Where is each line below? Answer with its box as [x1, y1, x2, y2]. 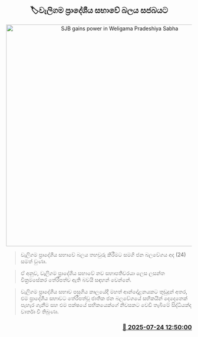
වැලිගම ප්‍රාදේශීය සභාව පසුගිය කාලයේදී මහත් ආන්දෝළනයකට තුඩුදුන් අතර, [20, 288, 187, 295]
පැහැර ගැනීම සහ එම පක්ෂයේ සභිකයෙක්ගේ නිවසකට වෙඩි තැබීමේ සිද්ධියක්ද [20, 301, 192, 308]
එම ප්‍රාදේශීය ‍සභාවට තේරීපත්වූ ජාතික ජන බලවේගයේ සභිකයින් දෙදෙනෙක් [20, 294, 188, 302]
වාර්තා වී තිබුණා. [20, 307, 59, 315]
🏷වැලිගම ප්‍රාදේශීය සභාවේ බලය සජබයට [30, 5, 168, 15]
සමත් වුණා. [20, 257, 47, 265]
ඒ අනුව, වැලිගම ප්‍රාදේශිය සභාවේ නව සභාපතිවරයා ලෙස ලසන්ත [20, 269, 165, 277]
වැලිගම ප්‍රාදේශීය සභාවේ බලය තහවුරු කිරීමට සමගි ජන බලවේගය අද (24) [20, 251, 186, 258]
